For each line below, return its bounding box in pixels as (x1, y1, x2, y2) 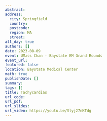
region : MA (9, 30, 32, 35)
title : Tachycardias (5, 90, 48, 95)
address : (5, 12, 23, 17)
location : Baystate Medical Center (5, 67, 78, 72)
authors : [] (5, 44, 30, 49)
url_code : (5, 94, 26, 99)
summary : (5, 81, 23, 85)
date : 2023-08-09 (5, 48, 41, 53)
